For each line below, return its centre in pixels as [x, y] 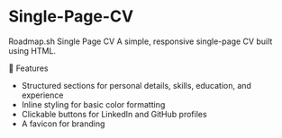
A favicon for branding [63, 124]
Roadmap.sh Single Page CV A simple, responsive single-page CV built [141, 41]
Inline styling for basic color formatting [93, 104]
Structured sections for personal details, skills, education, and [136, 85]
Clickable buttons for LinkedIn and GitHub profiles [114, 114]
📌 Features [28, 68]
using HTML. [32, 50]
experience [42, 95]
